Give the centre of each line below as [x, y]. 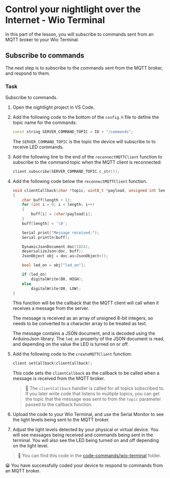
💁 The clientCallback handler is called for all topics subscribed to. [95, 388]
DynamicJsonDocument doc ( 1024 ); [56, 247]
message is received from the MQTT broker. [59, 378]
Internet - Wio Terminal [55, 20]
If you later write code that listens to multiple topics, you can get [92, 394]
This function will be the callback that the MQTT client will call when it [86, 303]
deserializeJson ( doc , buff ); [53, 251]
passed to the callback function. [59, 404]
